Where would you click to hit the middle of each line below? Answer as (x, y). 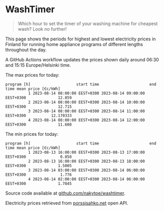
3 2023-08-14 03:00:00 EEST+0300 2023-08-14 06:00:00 (86, 170)
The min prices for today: (32, 134)
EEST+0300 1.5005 (39, 166)
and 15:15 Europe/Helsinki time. (38, 65)
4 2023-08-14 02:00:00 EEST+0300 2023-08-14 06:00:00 (86, 179)
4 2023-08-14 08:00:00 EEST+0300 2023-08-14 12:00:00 (86, 120)
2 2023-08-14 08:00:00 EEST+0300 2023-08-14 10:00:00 (86, 102)
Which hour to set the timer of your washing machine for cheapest (88, 24)
